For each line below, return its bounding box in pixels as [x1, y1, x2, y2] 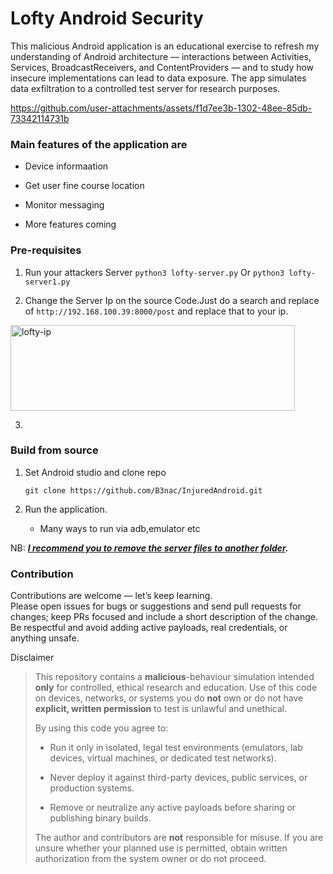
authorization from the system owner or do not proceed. [34, 853, 267, 865]
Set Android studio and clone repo [24, 466, 167, 478]
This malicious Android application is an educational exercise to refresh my [10, 40, 320, 52]
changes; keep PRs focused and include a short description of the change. [10, 611, 318, 623]
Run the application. [24, 503, 108, 515]
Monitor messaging [24, 199, 105, 211]
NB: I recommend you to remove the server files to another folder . [10, 542, 289, 554]
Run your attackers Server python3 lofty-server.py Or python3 [24, 266, 285, 278]
